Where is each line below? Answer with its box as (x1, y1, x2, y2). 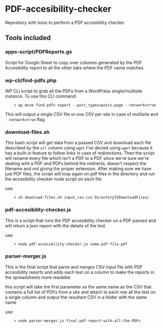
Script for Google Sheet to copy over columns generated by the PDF (5, 60, 143, 66)
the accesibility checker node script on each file (5, 176, 102, 182)
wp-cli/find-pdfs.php (5, 77, 57, 84)
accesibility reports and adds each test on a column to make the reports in (5, 269, 155, 275)
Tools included (5, 34, 51, 42)
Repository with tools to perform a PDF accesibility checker (5, 20, 124, 25)
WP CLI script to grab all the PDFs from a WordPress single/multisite (5, 88, 143, 94)
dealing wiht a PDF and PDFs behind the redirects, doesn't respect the (5, 160, 146, 167)
